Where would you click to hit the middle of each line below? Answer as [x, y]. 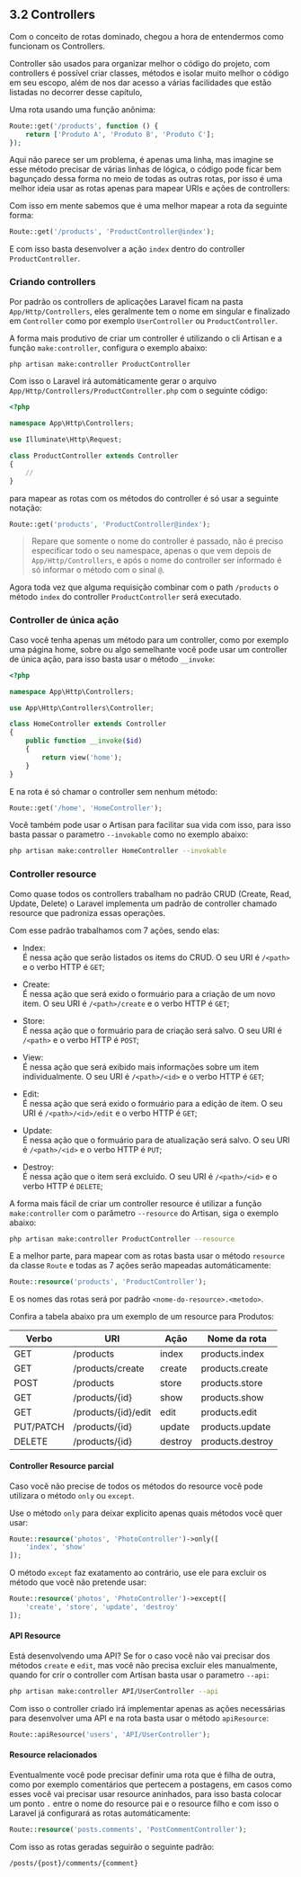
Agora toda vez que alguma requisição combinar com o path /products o [144, 587]
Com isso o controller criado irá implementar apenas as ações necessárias [147, 1708]
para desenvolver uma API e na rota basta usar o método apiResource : [139, 1718]
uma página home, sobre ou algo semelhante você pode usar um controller [148, 649]
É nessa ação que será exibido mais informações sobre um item [141, 1067]
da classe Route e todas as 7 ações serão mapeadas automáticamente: [140, 1266]
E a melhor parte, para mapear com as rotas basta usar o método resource [147, 1256]
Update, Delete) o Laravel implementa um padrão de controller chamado [143, 903]
